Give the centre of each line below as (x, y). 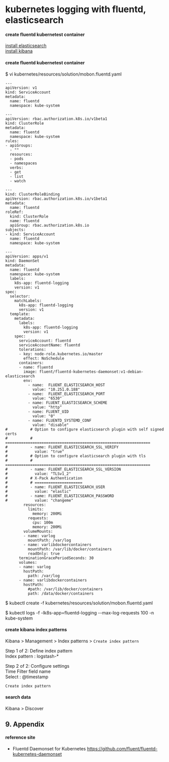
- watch (18, 181)
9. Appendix (25, 724)
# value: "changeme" (39, 500)
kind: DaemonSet (22, 261)
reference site (20, 737)
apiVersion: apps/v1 (27, 256)
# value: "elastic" (38, 491)
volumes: (28, 562)
